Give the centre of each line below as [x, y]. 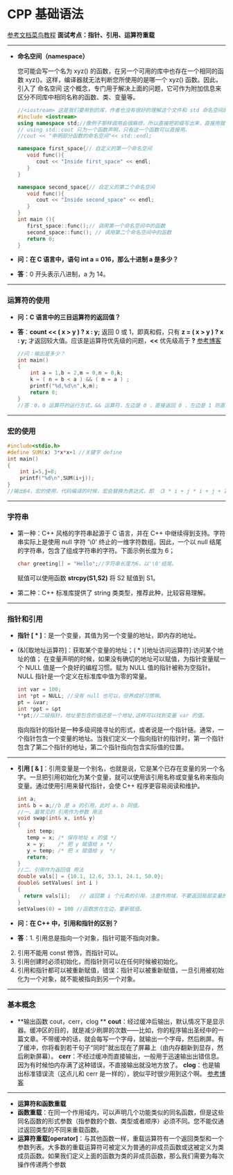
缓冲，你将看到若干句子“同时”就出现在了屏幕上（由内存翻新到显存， [120, 1047]
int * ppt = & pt [39, 709]
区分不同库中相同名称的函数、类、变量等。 [78, 97]
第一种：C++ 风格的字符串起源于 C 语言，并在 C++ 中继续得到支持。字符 [121, 534]
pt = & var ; [33, 703]
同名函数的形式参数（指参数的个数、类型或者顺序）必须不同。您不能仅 [118, 1121]
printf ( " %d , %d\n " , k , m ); [64, 386]
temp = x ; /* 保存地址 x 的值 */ [72, 838]
